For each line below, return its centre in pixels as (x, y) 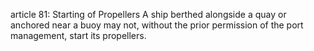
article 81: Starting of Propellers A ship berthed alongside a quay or (148, 14)
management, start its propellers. (78, 35)
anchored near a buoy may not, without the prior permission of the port (157, 25)
